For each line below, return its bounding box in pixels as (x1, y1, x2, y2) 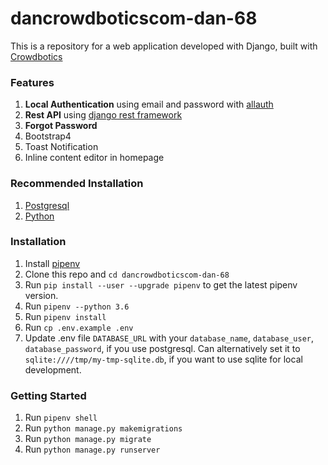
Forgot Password (24, 120, 98, 132)
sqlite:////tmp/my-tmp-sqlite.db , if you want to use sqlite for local (24, 353, 303, 365)
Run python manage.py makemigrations (24, 422, 183, 434)
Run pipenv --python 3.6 (24, 300, 130, 312)
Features (10, 75, 55, 89)
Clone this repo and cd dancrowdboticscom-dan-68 (24, 268, 230, 280)
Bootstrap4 (24, 130, 72, 142)
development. (24, 363, 82, 376)
